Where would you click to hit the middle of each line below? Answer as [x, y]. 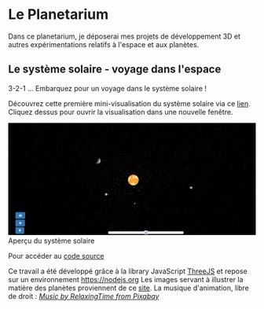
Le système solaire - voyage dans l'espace [115, 70]
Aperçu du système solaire [51, 241]
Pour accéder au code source [56, 256]
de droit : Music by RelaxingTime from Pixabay [84, 296]
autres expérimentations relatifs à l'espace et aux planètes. [104, 44]
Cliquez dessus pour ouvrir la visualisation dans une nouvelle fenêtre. [121, 112]
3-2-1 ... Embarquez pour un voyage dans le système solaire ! [107, 88]
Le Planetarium [58, 15]
